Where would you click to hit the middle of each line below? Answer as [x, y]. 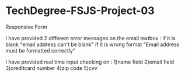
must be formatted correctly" [41, 50]
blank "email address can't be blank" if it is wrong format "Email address [92, 44]
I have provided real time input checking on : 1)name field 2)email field [90, 62]
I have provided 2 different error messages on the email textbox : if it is [90, 38]
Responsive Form [26, 27]
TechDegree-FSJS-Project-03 [80, 11]
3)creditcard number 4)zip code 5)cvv [51, 68]
